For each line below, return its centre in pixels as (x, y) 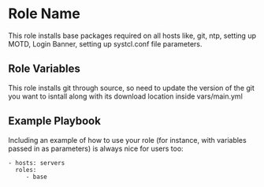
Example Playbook (54, 121)
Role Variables (44, 69)
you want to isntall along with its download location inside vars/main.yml (125, 96)
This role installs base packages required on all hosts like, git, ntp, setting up (132, 36)
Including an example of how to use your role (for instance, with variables (127, 140)
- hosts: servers (37, 163)
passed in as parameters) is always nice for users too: (96, 148)
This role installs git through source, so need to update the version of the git (131, 88)
